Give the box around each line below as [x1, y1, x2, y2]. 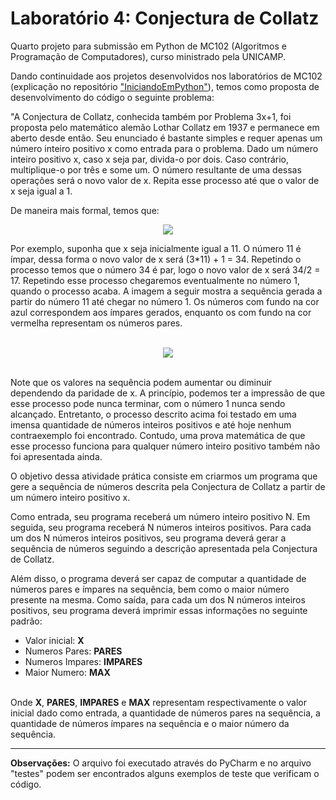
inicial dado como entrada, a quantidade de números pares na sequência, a [10, 707, 321, 719]
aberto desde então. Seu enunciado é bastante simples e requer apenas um [10, 132, 323, 144]
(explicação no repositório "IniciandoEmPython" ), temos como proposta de [10, 80, 320, 92]
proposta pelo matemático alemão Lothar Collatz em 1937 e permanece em [10, 121, 320, 133]
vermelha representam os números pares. [10, 317, 183, 329]
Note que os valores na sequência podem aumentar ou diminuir [10, 376, 273, 388]
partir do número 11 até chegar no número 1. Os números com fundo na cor [10, 295, 320, 307]
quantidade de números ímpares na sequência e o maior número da [10, 717, 290, 729]
